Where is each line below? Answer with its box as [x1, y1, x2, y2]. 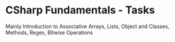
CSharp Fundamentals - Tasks [5, 3, 155, 17]
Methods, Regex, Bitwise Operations [5, 29, 93, 36]
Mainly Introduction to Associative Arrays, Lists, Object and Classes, [5, 23, 170, 30]
